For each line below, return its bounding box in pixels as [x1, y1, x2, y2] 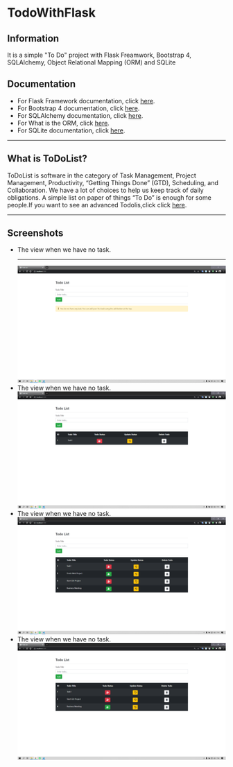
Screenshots [7, 227, 64, 239]
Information [7, 33, 60, 44]
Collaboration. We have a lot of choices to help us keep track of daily [7, 186, 204, 194]
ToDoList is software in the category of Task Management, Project [7, 171, 196, 180]
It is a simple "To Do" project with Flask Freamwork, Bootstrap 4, [7, 51, 192, 59]
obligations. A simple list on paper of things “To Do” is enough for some [7, 193, 212, 202]
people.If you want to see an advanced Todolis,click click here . [7, 200, 187, 209]
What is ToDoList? [7, 153, 88, 164]
